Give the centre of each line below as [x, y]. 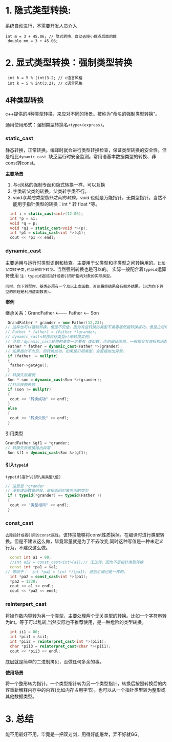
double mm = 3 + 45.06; [33, 41]
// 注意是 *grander [25, 486]
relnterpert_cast [26, 604]
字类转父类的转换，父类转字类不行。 [51, 191]
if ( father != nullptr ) [33, 356]
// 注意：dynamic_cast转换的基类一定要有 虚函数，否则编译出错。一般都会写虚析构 [83, 342]
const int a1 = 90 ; [31, 558]
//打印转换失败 [21, 384]
